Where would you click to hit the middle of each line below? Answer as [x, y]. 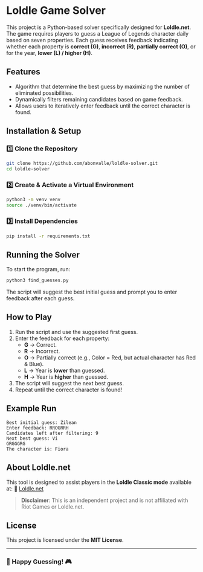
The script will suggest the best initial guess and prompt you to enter [92, 292]
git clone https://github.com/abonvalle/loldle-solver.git [82, 164]
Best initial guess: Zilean [42, 423]
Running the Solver [43, 255]
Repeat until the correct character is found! [69, 390]
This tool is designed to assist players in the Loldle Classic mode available [99, 482]
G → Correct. [40, 344]
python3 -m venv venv [34, 200]
